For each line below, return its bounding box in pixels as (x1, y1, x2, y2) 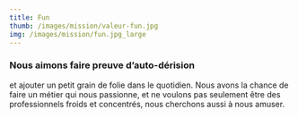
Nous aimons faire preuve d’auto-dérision (9, 59, 196, 72)
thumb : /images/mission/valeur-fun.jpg (9, 21, 159, 30)
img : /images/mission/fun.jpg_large (9, 29, 146, 38)
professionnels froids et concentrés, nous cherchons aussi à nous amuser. (9, 98, 285, 109)
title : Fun (9, 13, 50, 22)
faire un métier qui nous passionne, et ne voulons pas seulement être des (9, 88, 281, 99)
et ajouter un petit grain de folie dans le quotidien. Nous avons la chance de (9, 80, 289, 90)
